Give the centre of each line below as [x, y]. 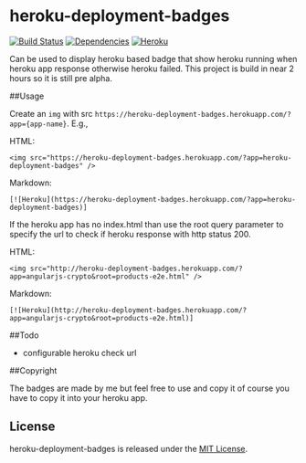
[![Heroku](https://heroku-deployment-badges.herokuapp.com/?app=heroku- [153, 199]
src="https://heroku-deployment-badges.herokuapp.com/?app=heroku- [161, 158]
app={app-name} [38, 124]
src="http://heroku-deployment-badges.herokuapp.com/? [137, 268]
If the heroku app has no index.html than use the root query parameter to [147, 224]
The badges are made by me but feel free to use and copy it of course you [149, 388]
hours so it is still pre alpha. [61, 78]
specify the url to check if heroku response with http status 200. [130, 234]
